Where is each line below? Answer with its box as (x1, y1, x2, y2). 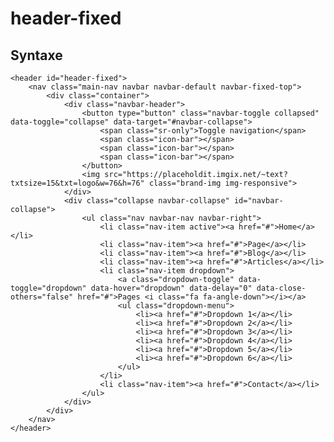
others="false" (10, 292, 74, 302)
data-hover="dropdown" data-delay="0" (90, 283, 253, 293)
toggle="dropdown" (10, 283, 87, 293)
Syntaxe (10, 47, 63, 64)
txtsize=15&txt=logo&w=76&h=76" (10, 178, 145, 188)
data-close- (256, 283, 307, 293)
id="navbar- (233, 196, 284, 206)
